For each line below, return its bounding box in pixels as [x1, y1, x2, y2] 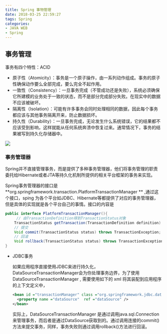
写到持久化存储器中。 [21, 130, 65, 137]
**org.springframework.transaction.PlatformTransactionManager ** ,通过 [5, 189, 155, 195]
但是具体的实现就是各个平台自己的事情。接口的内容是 [5, 201, 114, 207]
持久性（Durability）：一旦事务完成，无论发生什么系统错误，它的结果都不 [12, 118, 161, 124]
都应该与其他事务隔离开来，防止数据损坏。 [12, 112, 100, 118]
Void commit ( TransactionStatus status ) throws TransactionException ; [14, 230, 162, 235]
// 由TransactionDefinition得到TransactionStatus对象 [16, 216, 126, 221]
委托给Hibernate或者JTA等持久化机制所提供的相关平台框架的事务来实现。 [5, 172, 156, 178]
